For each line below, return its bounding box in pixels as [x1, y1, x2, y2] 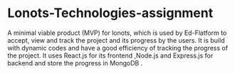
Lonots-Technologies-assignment [7, 5, 214, 21]
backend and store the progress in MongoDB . [7, 58, 143, 67]
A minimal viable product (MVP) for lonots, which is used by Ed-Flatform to [7, 28, 227, 37]
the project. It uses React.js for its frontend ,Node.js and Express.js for [7, 51, 214, 60]
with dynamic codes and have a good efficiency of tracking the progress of [7, 43, 229, 52]
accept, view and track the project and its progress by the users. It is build [7, 36, 225, 44]
